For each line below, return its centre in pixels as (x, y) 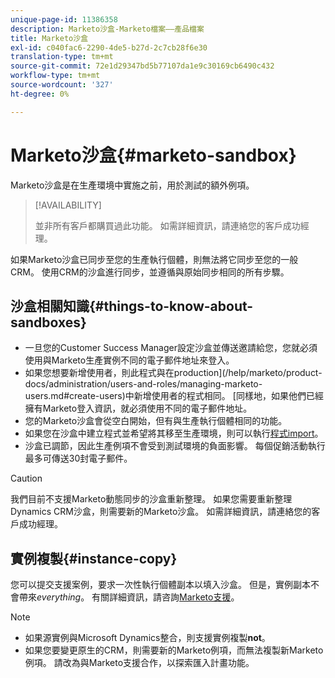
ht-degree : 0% (40, 94)
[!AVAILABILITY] (68, 205)
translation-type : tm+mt (62, 57)
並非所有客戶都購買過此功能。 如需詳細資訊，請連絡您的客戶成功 (167, 225)
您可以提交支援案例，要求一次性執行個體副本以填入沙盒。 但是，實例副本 (160, 585)
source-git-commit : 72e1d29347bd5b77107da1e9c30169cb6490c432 (142, 66)
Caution (26, 478)
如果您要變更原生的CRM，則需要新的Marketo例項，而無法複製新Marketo (174, 650)
